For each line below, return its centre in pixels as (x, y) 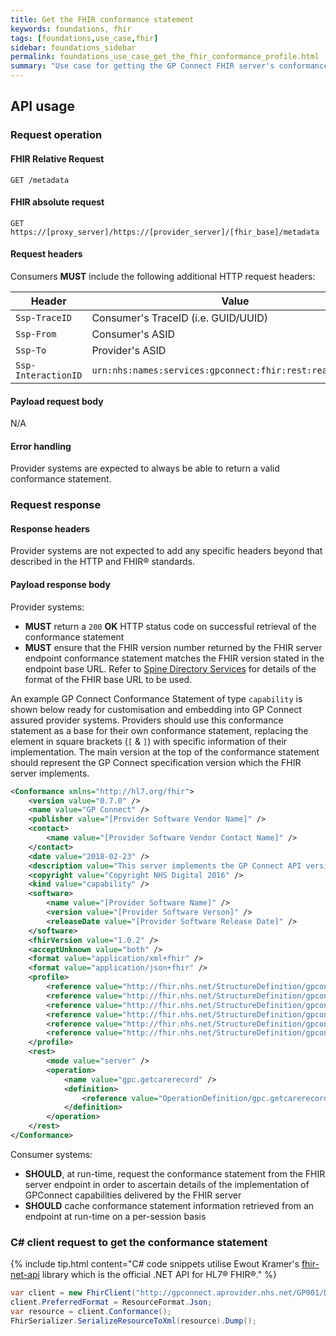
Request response (56, 505)
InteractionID (49, 375)
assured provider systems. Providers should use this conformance (147, 720)
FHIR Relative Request (57, 158)
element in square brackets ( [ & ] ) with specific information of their (149, 741)
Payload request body (57, 401)
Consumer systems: (51, 1154)
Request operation (56, 135)
